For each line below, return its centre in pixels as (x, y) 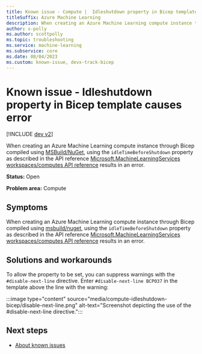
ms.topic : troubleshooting (40, 40)
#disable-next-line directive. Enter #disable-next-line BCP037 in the (92, 281)
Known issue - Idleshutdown (79, 92)
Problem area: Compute (36, 188)
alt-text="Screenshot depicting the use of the (135, 305)
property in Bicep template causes (94, 104)
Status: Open (23, 177)
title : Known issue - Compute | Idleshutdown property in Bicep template (102, 12)
